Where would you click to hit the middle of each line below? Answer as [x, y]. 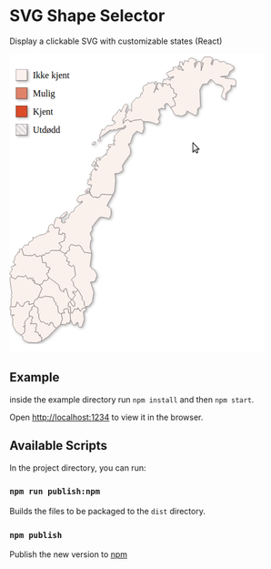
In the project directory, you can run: [78, 467]
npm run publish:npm [55, 492]
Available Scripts [58, 446]
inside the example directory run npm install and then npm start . [132, 399]
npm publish [36, 535]
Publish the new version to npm [69, 554]
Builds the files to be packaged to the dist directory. [108, 511]
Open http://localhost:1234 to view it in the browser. [106, 417]
